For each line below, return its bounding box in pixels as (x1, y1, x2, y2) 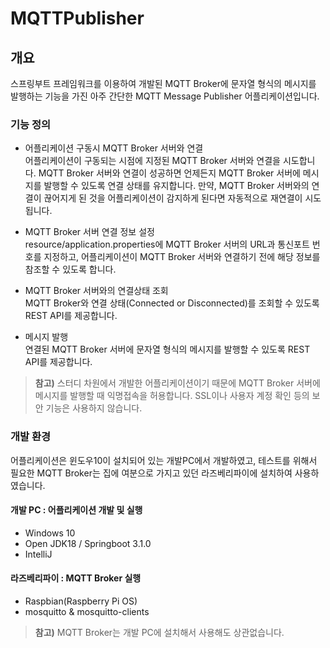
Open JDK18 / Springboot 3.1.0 (24, 537, 152, 549)
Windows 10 (24, 527, 76, 539)
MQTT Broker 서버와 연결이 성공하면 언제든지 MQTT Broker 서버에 (38, 167, 301, 179)
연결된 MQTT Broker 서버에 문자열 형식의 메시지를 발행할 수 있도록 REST (24, 343, 311, 356)
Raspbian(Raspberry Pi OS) (24, 595, 138, 607)
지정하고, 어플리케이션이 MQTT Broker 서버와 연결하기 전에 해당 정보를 (43, 251, 321, 263)
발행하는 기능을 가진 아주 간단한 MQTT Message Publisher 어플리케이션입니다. (10, 90, 320, 102)
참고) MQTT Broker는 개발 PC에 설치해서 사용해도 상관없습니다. (34, 627, 285, 638)
